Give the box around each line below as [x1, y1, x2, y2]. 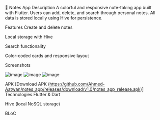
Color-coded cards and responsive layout [5, 53, 89, 59]
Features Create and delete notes [5, 24, 73, 30]
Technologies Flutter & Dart [5, 92, 60, 97]
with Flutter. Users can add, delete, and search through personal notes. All [5, 10, 156, 16]
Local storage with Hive [5, 34, 53, 40]
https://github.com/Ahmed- [49, 81, 105, 87]
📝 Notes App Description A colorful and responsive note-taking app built [5, 5, 152, 10]
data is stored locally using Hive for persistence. [5, 15, 103, 20]
